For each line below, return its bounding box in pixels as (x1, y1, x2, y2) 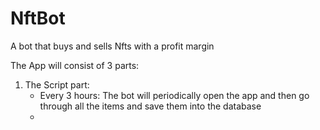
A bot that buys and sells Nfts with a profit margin (10, 40, 215, 52)
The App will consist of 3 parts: (10, 59, 140, 71)
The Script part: (24, 78, 90, 91)
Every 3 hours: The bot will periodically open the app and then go (39, 89, 310, 101)
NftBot (10, 7, 66, 30)
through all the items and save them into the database (39, 100, 262, 112)
